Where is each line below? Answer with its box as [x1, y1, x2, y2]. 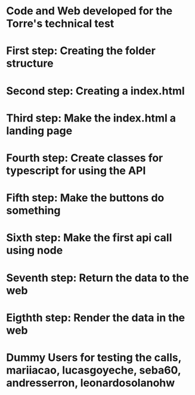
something [6, 204, 61, 217]
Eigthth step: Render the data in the [6, 311, 185, 324]
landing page [6, 124, 73, 138]
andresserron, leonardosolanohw [6, 376, 175, 390]
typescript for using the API [6, 164, 146, 177]
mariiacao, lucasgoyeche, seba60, [6, 363, 181, 377]
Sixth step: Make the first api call [6, 231, 172, 245]
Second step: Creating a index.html [6, 84, 185, 98]
